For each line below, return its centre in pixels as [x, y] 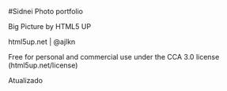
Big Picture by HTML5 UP [50, 26]
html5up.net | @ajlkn [42, 42]
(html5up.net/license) [43, 65]
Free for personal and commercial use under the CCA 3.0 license [114, 57]
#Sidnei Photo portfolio [45, 11]
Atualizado [26, 80]
